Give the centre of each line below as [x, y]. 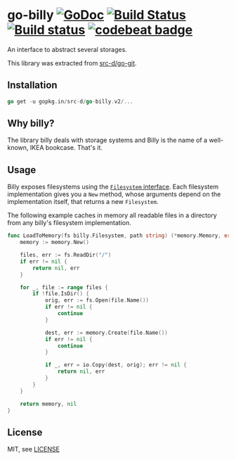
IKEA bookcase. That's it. [66, 148]
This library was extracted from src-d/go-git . [72, 63]
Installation [32, 85]
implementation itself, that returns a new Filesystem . [83, 202]
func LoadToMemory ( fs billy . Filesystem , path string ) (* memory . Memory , [114, 236]
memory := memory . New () [55, 243]
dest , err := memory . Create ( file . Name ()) [106, 333]
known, [18, 148]
